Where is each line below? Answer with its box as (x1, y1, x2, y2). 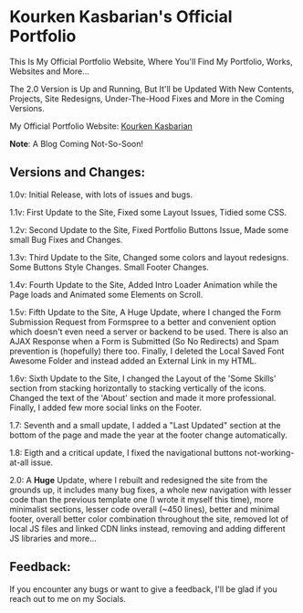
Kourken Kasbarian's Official (9, 6, 233, 27)
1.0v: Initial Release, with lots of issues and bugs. (9, 189, 193, 200)
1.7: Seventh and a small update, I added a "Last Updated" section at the (9, 419, 281, 430)
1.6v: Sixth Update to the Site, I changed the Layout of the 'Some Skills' (9, 373, 277, 384)
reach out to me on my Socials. (9, 593, 126, 604)
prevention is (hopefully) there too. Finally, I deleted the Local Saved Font (9, 345, 285, 356)
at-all (9, 457, 29, 468)
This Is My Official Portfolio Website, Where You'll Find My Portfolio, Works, (9, 56, 294, 67)
